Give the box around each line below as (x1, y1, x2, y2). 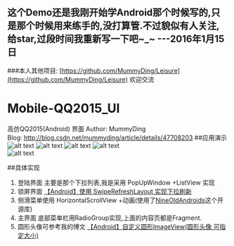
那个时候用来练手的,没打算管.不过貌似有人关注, (16, 20, 220, 32)
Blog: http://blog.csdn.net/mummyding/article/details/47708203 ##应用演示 (7, 133, 227, 142)
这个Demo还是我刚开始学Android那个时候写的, (7, 6, 212, 19)
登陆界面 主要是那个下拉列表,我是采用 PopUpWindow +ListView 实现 (17, 178, 216, 187)
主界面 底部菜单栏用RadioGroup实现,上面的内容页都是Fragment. (17, 214, 202, 222)
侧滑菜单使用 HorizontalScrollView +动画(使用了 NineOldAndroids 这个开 (17, 196, 223, 204)
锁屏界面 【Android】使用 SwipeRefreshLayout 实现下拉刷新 (17, 187, 192, 195)
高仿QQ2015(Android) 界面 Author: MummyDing (7, 124, 146, 133)
